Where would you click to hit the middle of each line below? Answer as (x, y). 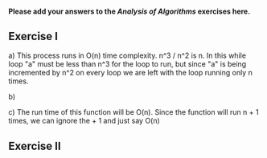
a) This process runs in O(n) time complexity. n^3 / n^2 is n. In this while (127, 55)
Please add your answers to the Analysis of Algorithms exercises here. (129, 11)
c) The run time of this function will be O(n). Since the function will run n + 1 (133, 112)
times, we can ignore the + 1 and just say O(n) (84, 121)
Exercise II (35, 146)
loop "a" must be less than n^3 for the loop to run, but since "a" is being (127, 64)
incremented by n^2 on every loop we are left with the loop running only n (131, 73)
